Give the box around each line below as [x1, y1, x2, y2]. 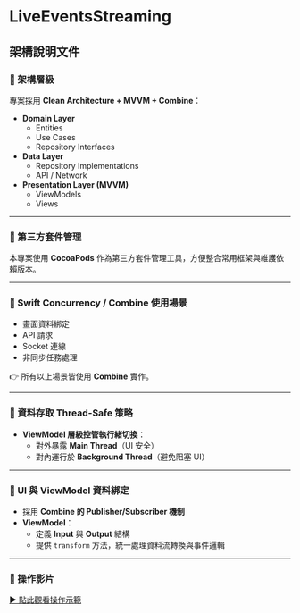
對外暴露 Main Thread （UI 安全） [35, 440, 159, 450]
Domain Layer [21, 113, 76, 123]
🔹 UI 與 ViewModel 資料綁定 [9, 484, 129, 497]
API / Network [35, 170, 87, 181]
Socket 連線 [21, 341, 67, 352]
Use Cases [35, 131, 76, 142]
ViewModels [35, 189, 82, 199]
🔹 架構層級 [9, 73, 55, 86]
